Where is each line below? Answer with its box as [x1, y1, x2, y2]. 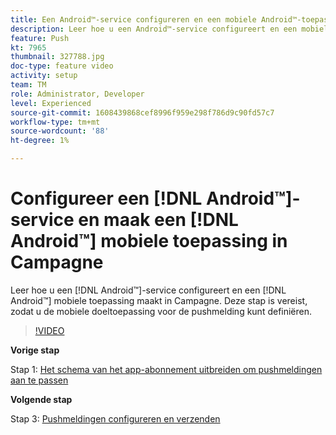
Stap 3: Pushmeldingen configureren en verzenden [10, 412, 221, 425]
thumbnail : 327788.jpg [10, 52, 105, 62]
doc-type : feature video [10, 61, 114, 71]
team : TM [10, 80, 47, 90]
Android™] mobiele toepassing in [10, 230, 288, 253]
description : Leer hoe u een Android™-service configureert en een [10, 24, 298, 34]
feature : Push [10, 33, 70, 43]
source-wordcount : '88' [10, 126, 110, 136]
